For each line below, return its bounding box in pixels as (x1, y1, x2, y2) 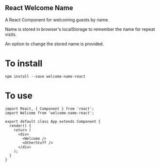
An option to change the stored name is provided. (5, 41, 104, 47)
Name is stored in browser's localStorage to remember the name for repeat (5, 26, 155, 32)
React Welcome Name (5, 4, 74, 12)
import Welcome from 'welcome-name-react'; (5, 111, 95, 115)
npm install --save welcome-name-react (5, 74, 86, 79)
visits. (5, 31, 17, 37)
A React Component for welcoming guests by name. (5, 17, 110, 22)
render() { (9, 123, 32, 128)
